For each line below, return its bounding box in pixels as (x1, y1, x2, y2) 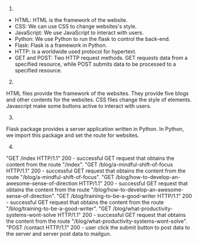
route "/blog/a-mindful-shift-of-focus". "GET (6, 174, 115, 180)
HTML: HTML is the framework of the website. (14, 17, 128, 23)
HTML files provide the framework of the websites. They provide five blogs (6, 90, 189, 97)
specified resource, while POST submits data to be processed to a (14, 60, 176, 68)
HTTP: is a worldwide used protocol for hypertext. (14, 48, 137, 55)
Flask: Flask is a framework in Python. (14, 41, 108, 49)
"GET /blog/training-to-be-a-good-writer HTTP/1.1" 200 (56, 193, 192, 199)
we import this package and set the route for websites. (6, 132, 139, 139)
